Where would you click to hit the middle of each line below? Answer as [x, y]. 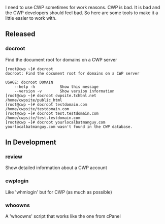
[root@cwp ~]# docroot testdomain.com [46, 104]
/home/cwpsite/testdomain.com [37, 109]
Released [20, 34]
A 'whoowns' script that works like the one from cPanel [63, 216]
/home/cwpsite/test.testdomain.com [43, 118]
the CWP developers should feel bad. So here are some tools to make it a [82, 13]
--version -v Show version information [64, 91]
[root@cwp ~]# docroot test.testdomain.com [52, 113]
